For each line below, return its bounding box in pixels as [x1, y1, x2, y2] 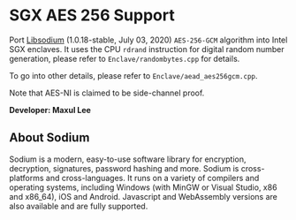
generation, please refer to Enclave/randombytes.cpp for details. [9, 53, 240, 64]
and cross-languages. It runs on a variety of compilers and [45, 172, 260, 183]
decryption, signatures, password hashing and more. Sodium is [9, 163, 239, 173]
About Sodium [9, 130, 90, 146]
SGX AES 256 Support [9, 5, 175, 26]
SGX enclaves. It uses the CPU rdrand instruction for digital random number [9, 43, 285, 54]
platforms [9, 172, 44, 183]
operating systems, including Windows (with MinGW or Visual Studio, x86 [9, 182, 277, 193]
